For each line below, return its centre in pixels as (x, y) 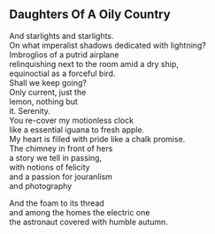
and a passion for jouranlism (61, 177)
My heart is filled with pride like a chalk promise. (97, 139)
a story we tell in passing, (56, 157)
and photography (41, 185)
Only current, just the (48, 92)
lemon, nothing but (43, 102)
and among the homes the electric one (80, 212)
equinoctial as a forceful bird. (62, 73)
